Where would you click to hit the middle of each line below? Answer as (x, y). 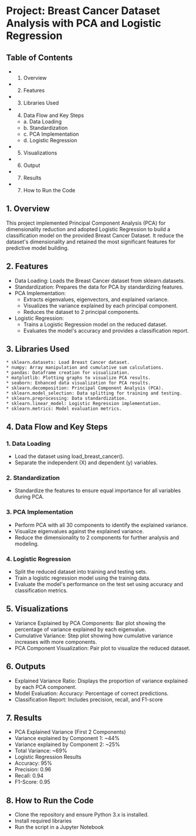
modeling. (27, 544)
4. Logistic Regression (39, 559)
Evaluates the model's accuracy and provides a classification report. (106, 330)
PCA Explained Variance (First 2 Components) (70, 732)
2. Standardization (33, 478)
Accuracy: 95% (33, 763)
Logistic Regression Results (48, 757)
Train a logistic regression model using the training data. (82, 578)
